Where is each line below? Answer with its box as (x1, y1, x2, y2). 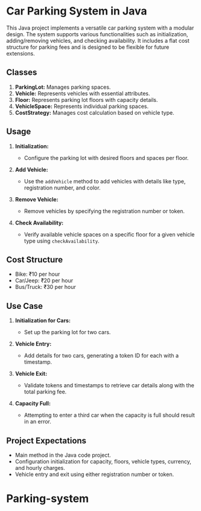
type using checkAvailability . (24, 237, 100, 244)
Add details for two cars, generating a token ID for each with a (24, 352, 179, 360)
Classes (6, 68, 37, 78)
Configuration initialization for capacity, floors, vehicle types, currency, (14, 458, 192, 465)
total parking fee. (24, 388, 67, 396)
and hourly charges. (14, 465, 65, 471)
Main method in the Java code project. (14, 451, 112, 459)
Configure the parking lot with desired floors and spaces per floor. (24, 154, 189, 161)
